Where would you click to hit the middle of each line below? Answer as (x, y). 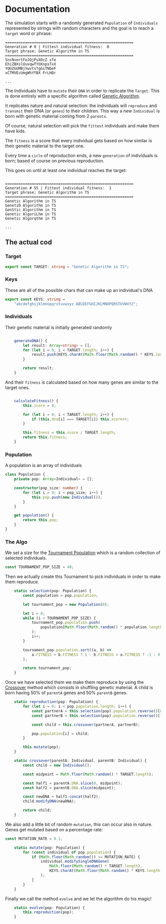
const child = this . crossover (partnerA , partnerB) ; (86, 725)
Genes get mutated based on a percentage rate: (54, 829)
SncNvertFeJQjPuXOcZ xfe (31, 60)
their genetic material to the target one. (45, 146)
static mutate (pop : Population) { (49, 848)
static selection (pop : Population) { (53, 591)
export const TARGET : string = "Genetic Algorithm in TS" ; (67, 267)
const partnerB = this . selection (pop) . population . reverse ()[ (96, 716)
